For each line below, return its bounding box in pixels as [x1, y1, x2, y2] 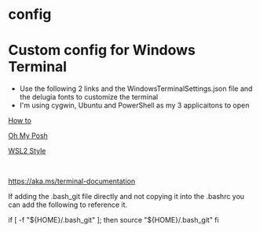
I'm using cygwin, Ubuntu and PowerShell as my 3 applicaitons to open [19, 100, 250, 111]
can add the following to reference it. [8, 200, 128, 209]
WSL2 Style [8, 147, 46, 156]
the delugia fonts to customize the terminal [19, 92, 159, 102]
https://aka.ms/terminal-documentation [8, 176, 136, 186]
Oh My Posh [8, 131, 49, 140]
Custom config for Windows [8, 42, 196, 60]
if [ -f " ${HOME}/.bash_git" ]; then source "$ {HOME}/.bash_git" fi [8, 216, 219, 225]
